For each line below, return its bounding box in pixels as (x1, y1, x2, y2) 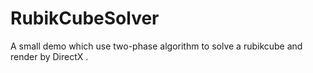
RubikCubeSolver (10, 7, 160, 30)
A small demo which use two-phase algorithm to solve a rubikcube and (10, 40, 303, 52)
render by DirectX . (10, 50, 89, 62)
